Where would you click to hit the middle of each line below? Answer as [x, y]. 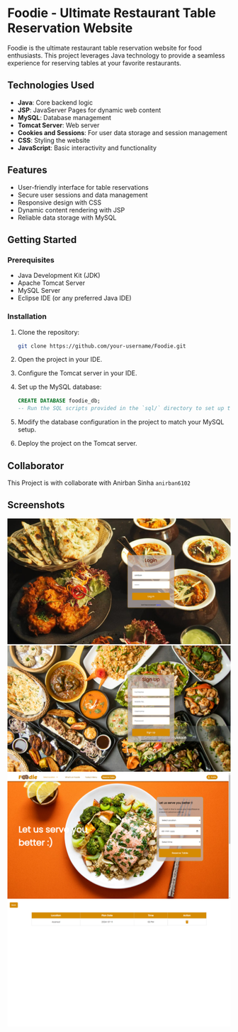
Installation [27, 316]
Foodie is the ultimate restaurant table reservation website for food [104, 48]
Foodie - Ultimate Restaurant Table [112, 13]
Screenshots [36, 505]
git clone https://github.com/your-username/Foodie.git [102, 346]
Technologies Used [51, 86]
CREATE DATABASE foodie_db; [59, 401]
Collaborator [36, 466]
